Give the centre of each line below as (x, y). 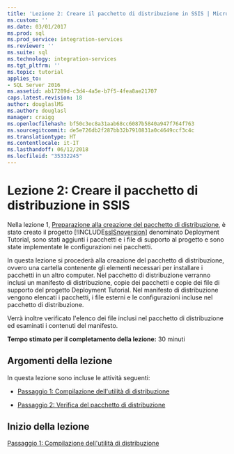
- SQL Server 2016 (34, 85)
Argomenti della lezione (60, 361)
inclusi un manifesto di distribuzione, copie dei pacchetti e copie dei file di (114, 282)
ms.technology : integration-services (62, 59)
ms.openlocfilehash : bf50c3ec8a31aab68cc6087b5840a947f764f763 (101, 124)
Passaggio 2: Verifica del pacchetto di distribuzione (91, 405)
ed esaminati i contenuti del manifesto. (63, 325)
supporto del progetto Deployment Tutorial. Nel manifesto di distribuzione (113, 290)
